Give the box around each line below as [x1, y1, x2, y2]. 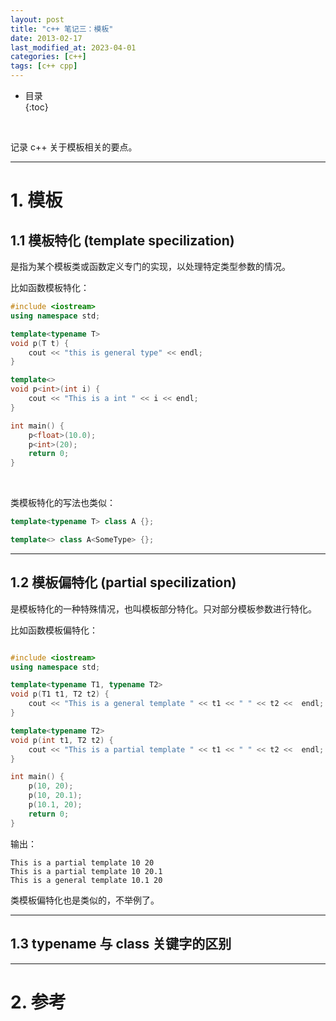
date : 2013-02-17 [10, 33, 83, 43]
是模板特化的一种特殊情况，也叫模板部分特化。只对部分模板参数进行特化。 [10, 602, 317, 615]
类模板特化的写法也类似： [10, 497, 116, 509]
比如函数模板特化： [10, 282, 90, 293]
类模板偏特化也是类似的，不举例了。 [10, 894, 160, 906]
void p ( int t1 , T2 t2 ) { [10, 735, 114, 745]
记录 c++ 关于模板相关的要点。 [10, 141, 138, 153]
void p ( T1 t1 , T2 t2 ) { [10, 689, 110, 700]
